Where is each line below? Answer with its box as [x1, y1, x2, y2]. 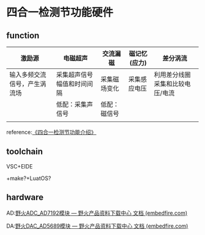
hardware [6, 192, 44, 203]
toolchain [6, 146, 43, 157]
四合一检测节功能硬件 [6, 5, 114, 20]
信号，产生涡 [9, 80, 47, 88]
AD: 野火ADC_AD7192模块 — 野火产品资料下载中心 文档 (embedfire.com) [6, 209, 188, 217]
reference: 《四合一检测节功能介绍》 [6, 129, 96, 136]
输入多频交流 [9, 71, 47, 79]
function [6, 30, 40, 40]
